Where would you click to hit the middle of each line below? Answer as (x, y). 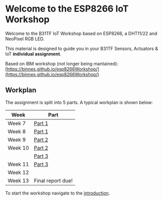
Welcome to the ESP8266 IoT (67, 9)
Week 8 (17, 131)
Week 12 (18, 172)
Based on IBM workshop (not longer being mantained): (62, 63)
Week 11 (18, 164)
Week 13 (18, 180)
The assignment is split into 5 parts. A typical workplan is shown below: (79, 102)
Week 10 (18, 148)
